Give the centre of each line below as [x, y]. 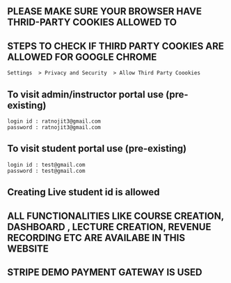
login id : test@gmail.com [46, 165]
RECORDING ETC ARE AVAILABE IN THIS [96, 237]
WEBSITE [28, 248]
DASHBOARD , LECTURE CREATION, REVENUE [109, 227]
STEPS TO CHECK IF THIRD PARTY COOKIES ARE [115, 46]
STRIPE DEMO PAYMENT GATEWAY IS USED [105, 272]
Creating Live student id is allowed [83, 192]
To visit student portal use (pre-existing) [97, 149]
